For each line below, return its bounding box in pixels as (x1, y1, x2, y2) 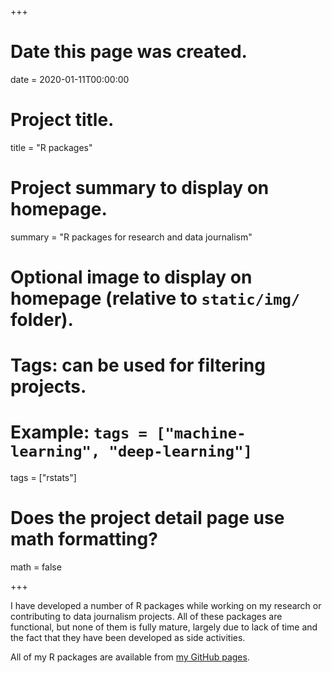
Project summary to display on (10, 177, 270, 200)
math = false (10, 561, 62, 573)
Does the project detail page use (10, 507, 285, 530)
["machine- (156, 424, 247, 443)
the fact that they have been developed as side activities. (10, 632, 246, 644)
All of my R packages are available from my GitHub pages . (10, 651, 250, 663)
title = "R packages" (10, 141, 93, 153)
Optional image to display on (10, 266, 253, 288)
